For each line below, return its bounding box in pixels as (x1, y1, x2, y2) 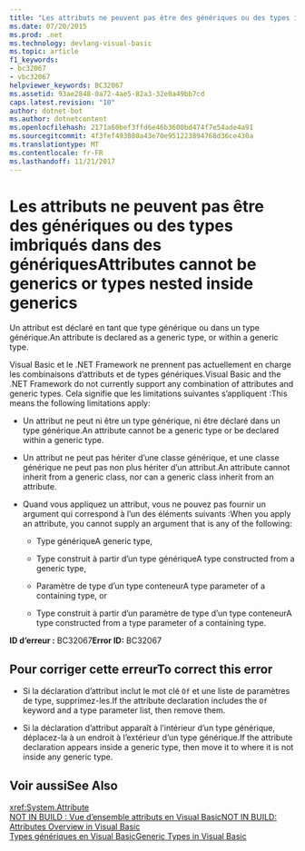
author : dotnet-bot (9, 106, 84, 115)
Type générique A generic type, (35, 536, 152, 547)
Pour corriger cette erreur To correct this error (9, 661, 273, 677)
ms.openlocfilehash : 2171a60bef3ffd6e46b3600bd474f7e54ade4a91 (9, 124, 254, 133)
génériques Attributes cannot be (9, 253, 257, 274)
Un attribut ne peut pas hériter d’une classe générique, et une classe (22, 452, 280, 463)
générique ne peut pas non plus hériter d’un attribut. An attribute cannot (22, 462, 290, 473)
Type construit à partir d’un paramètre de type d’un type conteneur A (35, 608, 292, 618)
